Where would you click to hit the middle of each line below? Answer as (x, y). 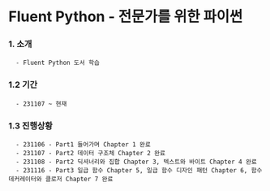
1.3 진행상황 (30, 125)
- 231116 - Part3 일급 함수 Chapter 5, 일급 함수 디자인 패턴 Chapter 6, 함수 (139, 171)
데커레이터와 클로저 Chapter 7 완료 (61, 180)
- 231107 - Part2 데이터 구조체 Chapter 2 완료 (91, 154)
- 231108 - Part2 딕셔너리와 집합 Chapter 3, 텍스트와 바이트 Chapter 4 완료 (137, 162)
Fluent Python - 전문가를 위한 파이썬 (126, 17)
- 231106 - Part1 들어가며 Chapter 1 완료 (84, 145)
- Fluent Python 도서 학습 (58, 63)
